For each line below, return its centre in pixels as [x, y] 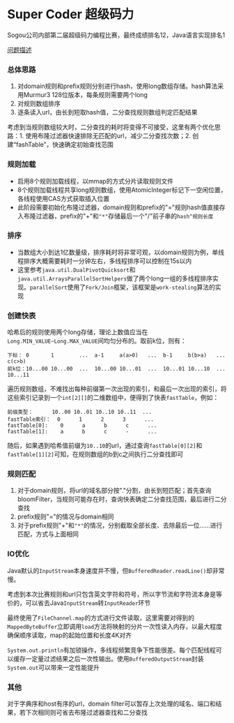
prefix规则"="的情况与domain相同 [65, 516]
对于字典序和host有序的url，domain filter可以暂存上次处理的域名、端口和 [111, 704]
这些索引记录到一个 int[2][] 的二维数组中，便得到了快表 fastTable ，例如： [113, 398]
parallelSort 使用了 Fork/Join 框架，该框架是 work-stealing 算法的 [123, 287]
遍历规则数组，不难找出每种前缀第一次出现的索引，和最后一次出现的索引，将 [117, 389]
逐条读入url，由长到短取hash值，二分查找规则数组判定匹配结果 [107, 112]
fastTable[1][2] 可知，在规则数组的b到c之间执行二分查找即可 [95, 454]
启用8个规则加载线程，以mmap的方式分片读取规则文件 [95, 181]
